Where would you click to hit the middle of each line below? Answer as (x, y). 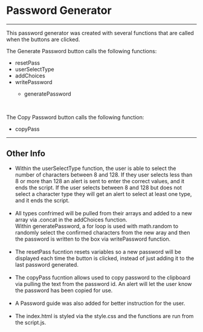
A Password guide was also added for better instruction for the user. (100, 303)
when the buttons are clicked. (43, 39)
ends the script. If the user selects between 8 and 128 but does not (98, 187)
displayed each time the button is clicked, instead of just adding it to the (105, 258)
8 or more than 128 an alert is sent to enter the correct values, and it (100, 181)
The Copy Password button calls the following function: (75, 117)
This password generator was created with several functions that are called (100, 33)
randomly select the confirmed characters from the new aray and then (102, 232)
